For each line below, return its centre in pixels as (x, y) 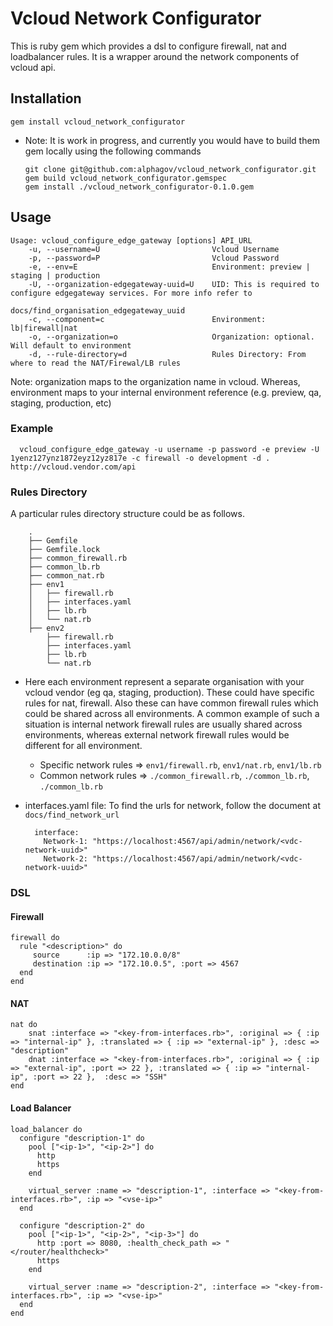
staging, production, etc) (61, 403)
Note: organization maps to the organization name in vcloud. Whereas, (155, 381)
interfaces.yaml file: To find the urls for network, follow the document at (173, 806)
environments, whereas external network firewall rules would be (157, 735)
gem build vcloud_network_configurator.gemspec (125, 178)
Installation (46, 98)
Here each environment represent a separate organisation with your (164, 682)
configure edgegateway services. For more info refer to (131, 293)
